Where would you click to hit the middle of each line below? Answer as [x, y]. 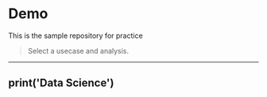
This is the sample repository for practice [75, 35]
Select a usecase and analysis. [78, 50]
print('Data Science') [61, 83]
